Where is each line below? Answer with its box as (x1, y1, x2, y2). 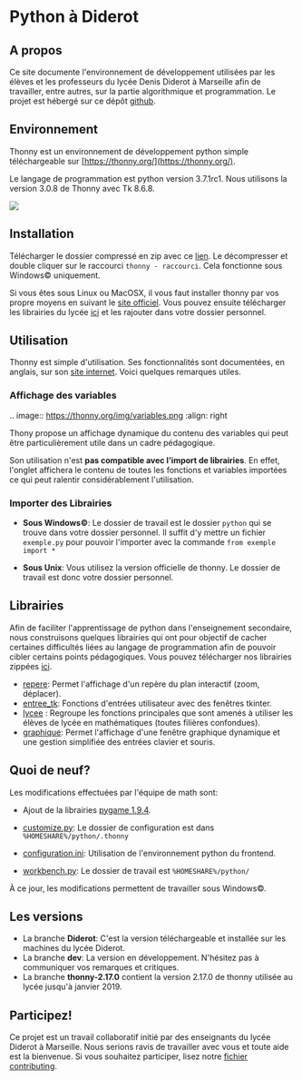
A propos (9, 43, 63, 58)
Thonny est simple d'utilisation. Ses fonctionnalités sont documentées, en (9, 357, 286, 368)
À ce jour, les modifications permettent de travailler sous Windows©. (9, 883, 267, 894)
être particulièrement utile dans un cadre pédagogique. (9, 437, 216, 448)
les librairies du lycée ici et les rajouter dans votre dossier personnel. (9, 306, 267, 317)
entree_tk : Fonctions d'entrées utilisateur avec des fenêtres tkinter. (22, 698, 272, 708)
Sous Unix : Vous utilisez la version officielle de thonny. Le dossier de (22, 562, 281, 573)
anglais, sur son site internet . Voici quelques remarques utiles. (9, 366, 242, 378)
